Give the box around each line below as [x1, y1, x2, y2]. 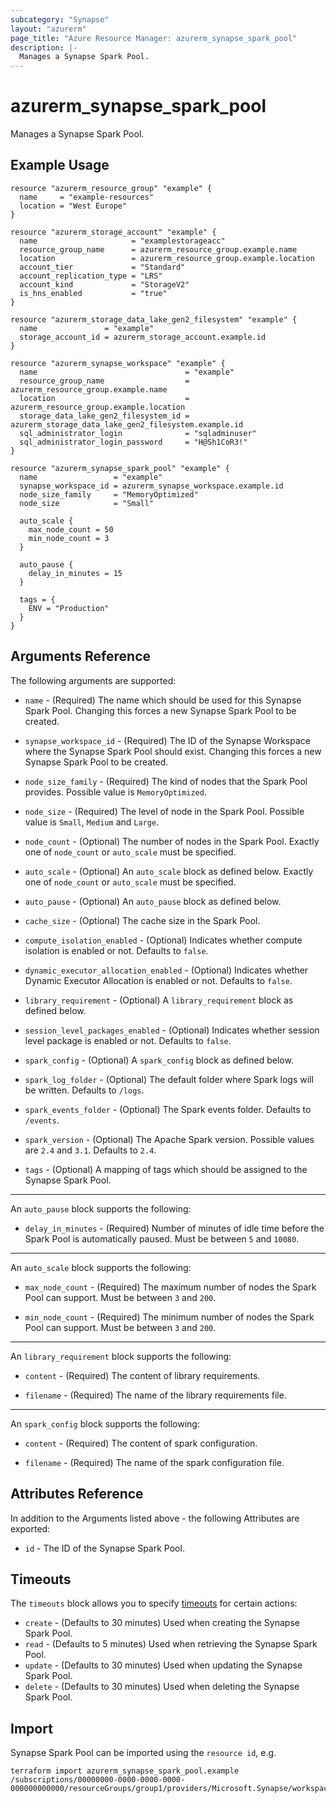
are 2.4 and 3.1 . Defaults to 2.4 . [24, 1144, 157, 1156]
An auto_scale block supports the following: [10, 1261, 192, 1273]
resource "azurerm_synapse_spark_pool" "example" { [10, 463, 230, 473]
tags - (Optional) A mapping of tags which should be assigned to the [24, 1163, 308, 1175]
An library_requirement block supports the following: [10, 1350, 232, 1362]
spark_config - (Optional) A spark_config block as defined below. [24, 1054, 294, 1066]
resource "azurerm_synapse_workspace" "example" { [10, 358, 226, 368]
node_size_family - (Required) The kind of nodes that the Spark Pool [24, 775, 308, 787]
